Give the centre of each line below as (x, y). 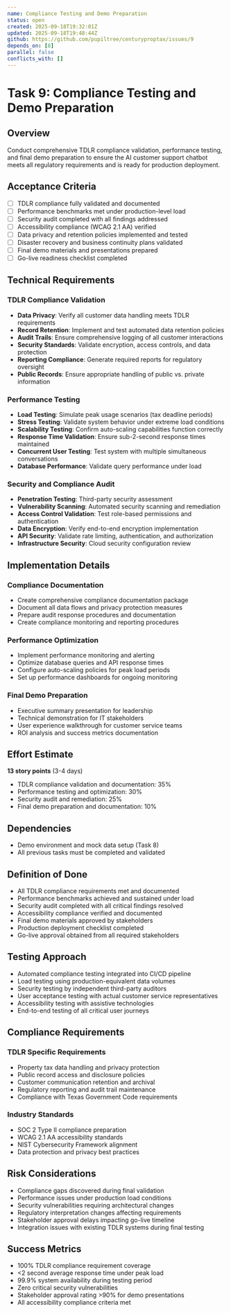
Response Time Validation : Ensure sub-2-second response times (111, 437)
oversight (31, 367)
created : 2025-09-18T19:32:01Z (52, 26)
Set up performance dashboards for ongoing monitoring (97, 678)
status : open (26, 20)
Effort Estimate (40, 754)
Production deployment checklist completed (80, 928)
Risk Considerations (52, 1174)
